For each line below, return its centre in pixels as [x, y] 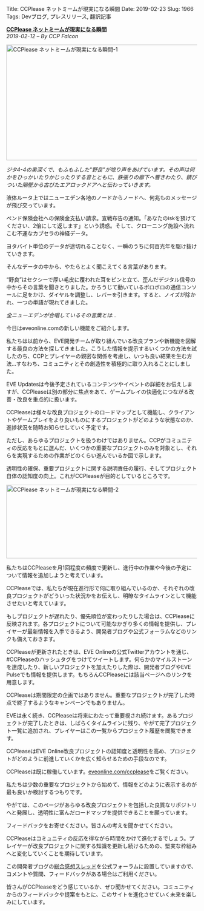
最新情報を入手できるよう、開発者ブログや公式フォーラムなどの [107, 631]
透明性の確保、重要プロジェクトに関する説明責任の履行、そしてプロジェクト [102, 468]
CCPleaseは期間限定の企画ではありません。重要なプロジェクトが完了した [98, 695]
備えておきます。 [38, 639]
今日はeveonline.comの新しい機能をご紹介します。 [69, 328]
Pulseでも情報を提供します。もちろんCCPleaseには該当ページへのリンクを [99, 674]
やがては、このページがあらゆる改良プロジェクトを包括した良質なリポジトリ [102, 805]
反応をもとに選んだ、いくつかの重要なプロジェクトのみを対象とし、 [101, 448]
